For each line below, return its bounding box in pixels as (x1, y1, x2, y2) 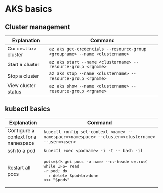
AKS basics (5, 3, 52, 15)
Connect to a (7, 45, 37, 52)
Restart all (7, 164, 31, 171)
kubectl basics (5, 105, 50, 113)
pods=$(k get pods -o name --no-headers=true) (43, 159, 148, 164)
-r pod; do (43, 168, 67, 173)
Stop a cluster (7, 73, 39, 79)
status (7, 88, 22, 95)
